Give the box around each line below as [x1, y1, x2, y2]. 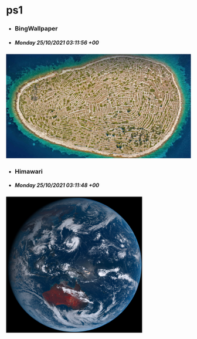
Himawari [14, 167, 43, 175]
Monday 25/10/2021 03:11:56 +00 [14, 39, 99, 46]
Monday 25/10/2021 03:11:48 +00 [14, 182, 100, 189]
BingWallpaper [14, 25, 58, 33]
